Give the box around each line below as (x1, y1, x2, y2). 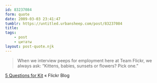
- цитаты (14, 40, 32, 44)
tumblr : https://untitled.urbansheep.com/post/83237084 (5, 21, 122, 26)
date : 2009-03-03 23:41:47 (5, 16, 61, 21)
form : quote (5, 12, 30, 17)
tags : (5, 30, 16, 35)
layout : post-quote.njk (5, 44, 54, 49)
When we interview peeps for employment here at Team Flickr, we (17, 57, 152, 63)
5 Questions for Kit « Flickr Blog (5, 72, 70, 78)
